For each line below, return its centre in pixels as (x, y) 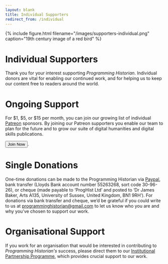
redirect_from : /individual (35, 19)
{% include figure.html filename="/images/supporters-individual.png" (77, 34)
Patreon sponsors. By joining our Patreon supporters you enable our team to (84, 123)
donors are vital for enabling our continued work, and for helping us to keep (83, 78)
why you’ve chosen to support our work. (47, 211)
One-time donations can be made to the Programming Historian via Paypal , (83, 180)
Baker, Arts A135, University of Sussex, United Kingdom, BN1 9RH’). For (79, 195)
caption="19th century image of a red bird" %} (53, 39)
